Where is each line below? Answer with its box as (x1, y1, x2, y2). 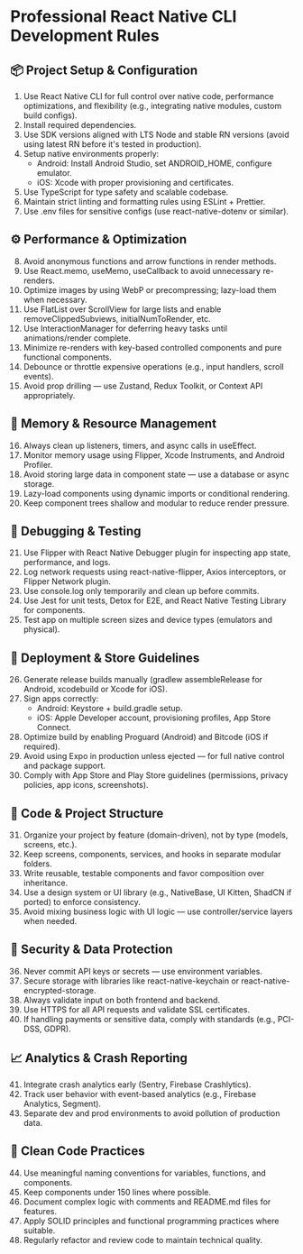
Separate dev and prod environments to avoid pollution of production (23, 1107, 280, 1119)
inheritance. (23, 877, 69, 889)
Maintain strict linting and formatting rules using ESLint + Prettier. (23, 197, 266, 206)
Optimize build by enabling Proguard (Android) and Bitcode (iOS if (23, 732, 269, 743)
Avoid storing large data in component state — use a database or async (23, 469, 289, 480)
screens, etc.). (23, 839, 78, 850)
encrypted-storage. (23, 984, 96, 995)
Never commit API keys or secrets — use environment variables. (23, 966, 262, 976)
